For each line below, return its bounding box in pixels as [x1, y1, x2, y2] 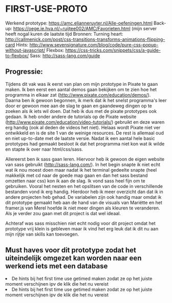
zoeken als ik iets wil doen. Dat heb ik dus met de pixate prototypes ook [5, 108, 157, 114]
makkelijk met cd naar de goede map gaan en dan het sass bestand [5, 172, 148, 178]
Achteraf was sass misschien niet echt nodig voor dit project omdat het [5, 220, 156, 226]
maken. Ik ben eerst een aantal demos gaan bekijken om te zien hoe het [5, 86, 157, 92]
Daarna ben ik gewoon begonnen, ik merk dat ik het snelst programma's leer [5, 97, 167, 103]
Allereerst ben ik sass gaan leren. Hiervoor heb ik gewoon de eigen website [5, 156, 165, 162]
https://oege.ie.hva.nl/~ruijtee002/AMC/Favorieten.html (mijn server [13, 25, 157, 31]
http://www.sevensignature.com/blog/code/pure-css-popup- [29, 41, 159, 48]
